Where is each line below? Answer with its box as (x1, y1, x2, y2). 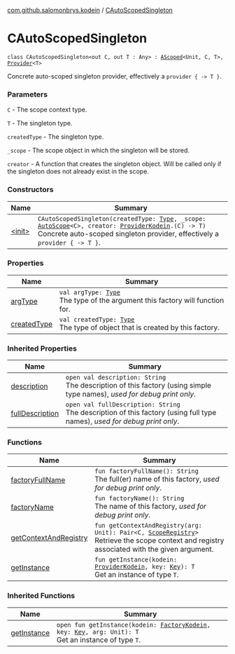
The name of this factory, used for (94, 501, 207, 511)
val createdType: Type (59, 315, 135, 323)
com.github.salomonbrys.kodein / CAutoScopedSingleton (7, 6, 173, 14)
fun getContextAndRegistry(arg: (94, 522, 203, 530)
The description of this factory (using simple (65, 381, 212, 390)
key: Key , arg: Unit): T (56, 627, 140, 636)
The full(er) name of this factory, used (94, 475, 220, 484)
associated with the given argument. (94, 545, 214, 554)
